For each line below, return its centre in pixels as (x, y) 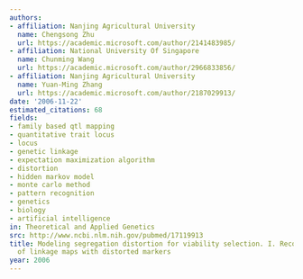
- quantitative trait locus (62, 135)
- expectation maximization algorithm (82, 160)
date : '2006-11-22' (46, 101)
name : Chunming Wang (56, 59)
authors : (26, 18)
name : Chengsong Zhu (56, 34)
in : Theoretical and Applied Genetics (82, 227)
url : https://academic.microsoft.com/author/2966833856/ (127, 68)
